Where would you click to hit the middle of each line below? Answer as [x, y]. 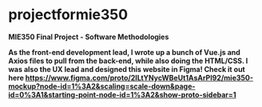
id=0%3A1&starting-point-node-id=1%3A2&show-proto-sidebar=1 [123, 94]
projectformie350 [68, 15]
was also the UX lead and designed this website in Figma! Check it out [127, 69]
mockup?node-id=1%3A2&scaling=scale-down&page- [102, 86]
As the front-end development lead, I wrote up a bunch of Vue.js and [125, 52]
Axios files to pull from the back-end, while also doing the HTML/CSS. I [128, 61]
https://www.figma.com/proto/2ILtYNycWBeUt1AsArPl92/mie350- [139, 77]
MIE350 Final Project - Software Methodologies [89, 37]
